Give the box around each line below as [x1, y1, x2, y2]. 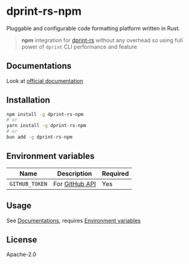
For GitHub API [53, 179, 96, 188]
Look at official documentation [6, 77, 83, 84]
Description [57, 169, 92, 177]
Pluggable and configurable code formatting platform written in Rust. [6, 25, 180, 32]
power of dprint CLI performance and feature [21, 43, 137, 50]
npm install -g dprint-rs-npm [6, 111, 84, 117]
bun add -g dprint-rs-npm [6, 134, 72, 141]
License [6, 235, 37, 245]
